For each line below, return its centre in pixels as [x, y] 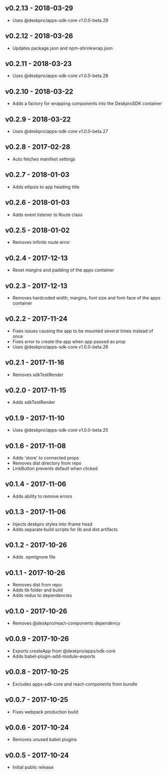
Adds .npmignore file [34, 557]
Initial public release [33, 767]
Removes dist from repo [37, 585]
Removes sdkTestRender [38, 374]
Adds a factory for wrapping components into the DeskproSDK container [87, 103]
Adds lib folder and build [38, 590]
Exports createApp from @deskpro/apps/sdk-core [64, 651]
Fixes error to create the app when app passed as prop [69, 341]
